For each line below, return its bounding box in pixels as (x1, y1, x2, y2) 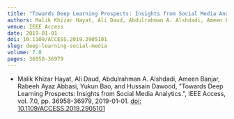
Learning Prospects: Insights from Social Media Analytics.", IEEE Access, (17, 89, 226, 97)
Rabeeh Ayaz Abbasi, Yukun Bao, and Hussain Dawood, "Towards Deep (17, 81, 224, 90)
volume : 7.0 (7, 49, 42, 56)
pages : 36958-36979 (7, 56, 64, 63)
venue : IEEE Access (7, 23, 64, 30)
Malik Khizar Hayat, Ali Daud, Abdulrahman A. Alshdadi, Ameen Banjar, (17, 74, 221, 83)
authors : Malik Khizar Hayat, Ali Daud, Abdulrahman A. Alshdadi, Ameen (7, 17, 223, 24)
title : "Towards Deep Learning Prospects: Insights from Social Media (7, 10, 217, 17)
